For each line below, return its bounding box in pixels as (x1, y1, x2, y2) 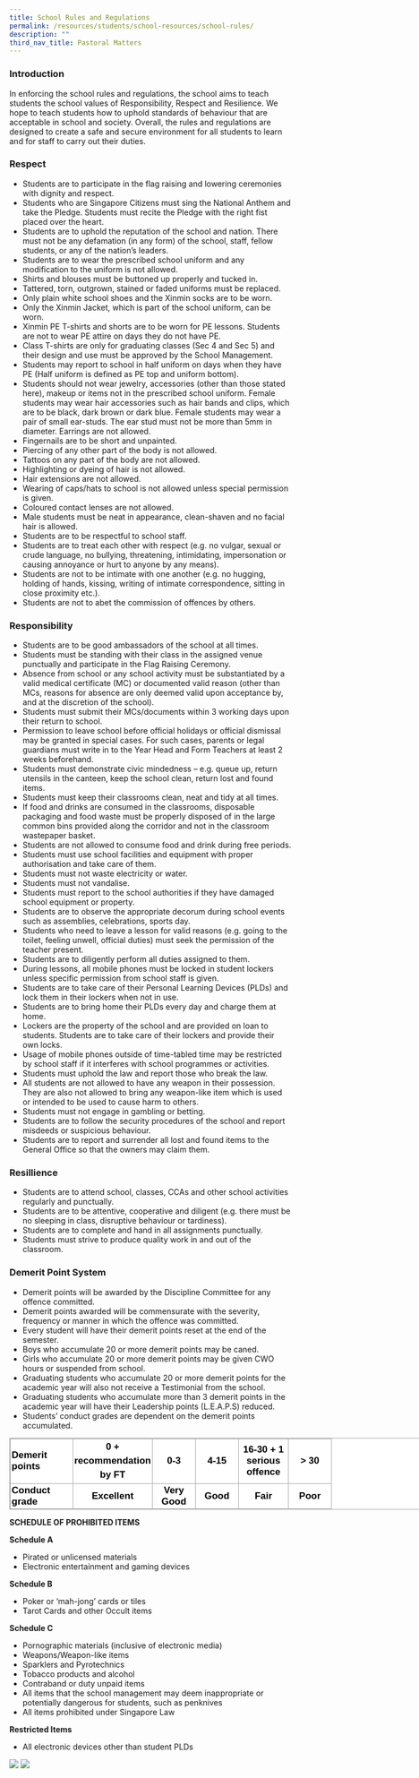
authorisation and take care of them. (21, 859, 157, 870)
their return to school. (21, 716, 103, 726)
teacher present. (21, 944, 84, 955)
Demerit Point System (9, 1267, 107, 1279)
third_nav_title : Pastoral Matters (9, 38, 142, 47)
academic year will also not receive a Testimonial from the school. (21, 1381, 266, 1393)
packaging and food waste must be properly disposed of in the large (21, 812, 276, 822)
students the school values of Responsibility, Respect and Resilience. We (9, 98, 278, 108)
